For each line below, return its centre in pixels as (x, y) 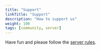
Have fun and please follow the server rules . (51, 42)
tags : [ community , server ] (33, 28)
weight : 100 (17, 24)
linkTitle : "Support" (28, 14)
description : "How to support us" (41, 19)
